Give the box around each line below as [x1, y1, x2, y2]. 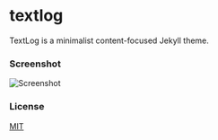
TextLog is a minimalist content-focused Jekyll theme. [9, 35, 209, 46]
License [9, 101, 45, 113]
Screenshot [9, 57, 61, 70]
